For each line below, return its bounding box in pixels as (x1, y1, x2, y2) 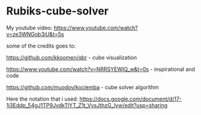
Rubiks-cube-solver (6, 4, 109, 18)
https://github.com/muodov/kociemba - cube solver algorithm (6, 83, 159, 91)
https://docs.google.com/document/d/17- (79, 95, 182, 102)
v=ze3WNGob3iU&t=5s (6, 30, 64, 37)
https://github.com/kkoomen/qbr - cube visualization (6, 54, 137, 61)
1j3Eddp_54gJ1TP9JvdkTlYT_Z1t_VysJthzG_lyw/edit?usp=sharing (6, 101, 168, 109)
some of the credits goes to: (6, 42, 76, 49)
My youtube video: (6, 24, 53, 31)
